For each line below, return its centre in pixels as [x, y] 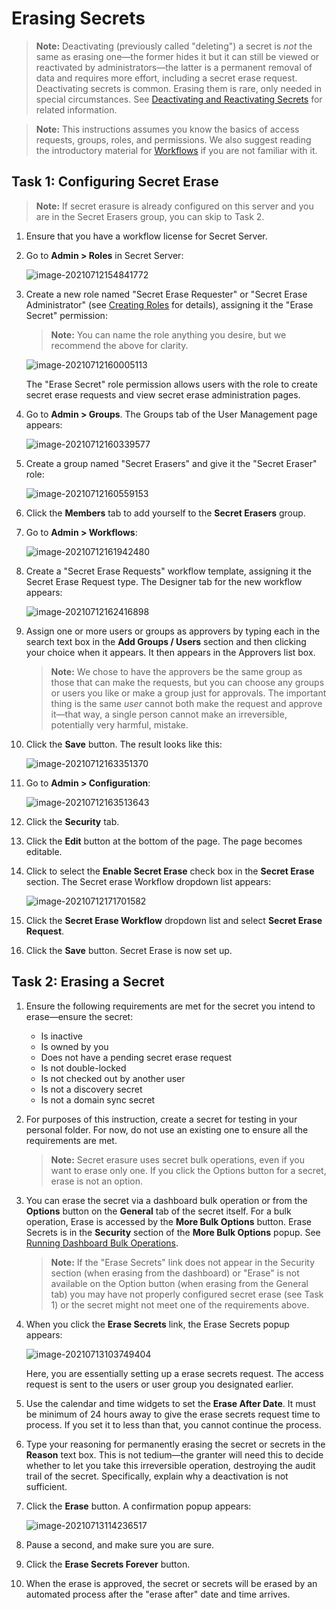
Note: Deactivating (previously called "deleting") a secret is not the [174, 46]
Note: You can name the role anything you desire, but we [168, 334]
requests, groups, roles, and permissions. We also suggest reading [173, 139]
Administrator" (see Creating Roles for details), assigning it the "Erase [169, 304]
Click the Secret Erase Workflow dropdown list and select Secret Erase [174, 920]
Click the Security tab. [72, 821]
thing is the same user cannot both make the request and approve [186, 703]
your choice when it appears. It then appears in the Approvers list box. [170, 652]
